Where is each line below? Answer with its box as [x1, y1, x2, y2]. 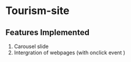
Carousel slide [13, 43, 49, 50]
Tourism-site [5, 4, 70, 18]
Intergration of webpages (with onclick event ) [13, 49, 126, 56]
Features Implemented [5, 27, 90, 37]
